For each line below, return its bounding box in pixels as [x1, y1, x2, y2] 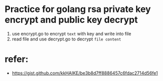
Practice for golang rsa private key [4, 3, 151, 15]
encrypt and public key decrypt [4, 14, 138, 25]
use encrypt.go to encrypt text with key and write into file [11, 30, 131, 36]
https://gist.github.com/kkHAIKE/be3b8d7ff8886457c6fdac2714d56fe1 [11, 70, 158, 76]
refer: [4, 53, 28, 65]
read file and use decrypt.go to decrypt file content [11, 36, 121, 42]
